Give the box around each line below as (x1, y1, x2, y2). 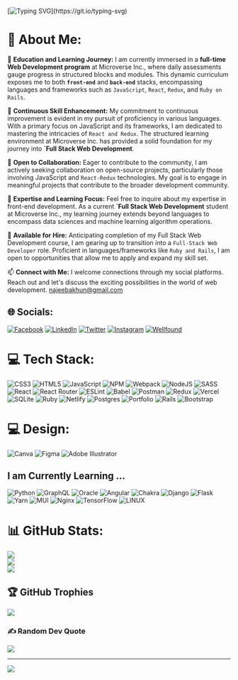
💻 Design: (7, 421, 70, 437)
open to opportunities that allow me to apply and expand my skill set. (7, 253, 209, 262)
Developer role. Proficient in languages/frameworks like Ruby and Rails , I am (7, 246, 230, 254)
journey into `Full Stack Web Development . (7, 144, 135, 153)
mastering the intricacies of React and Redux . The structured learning (7, 129, 209, 138)
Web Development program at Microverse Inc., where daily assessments (7, 63, 222, 71)
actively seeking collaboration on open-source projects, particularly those (7, 166, 223, 174)
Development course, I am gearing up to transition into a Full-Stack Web (7, 238, 218, 247)
